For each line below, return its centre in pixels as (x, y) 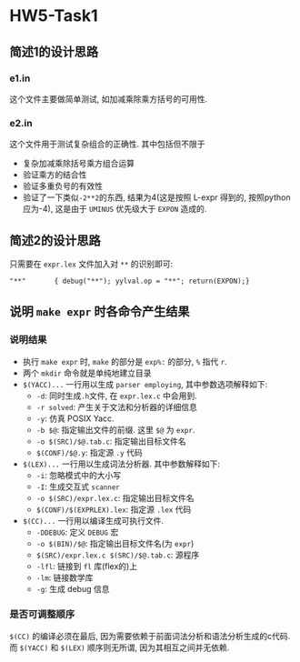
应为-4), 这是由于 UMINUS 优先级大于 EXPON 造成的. (115, 209)
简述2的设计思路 (55, 241)
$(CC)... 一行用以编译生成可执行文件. (93, 520)
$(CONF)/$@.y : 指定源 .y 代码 (89, 452)
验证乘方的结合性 (55, 175)
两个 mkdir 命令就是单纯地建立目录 (87, 373)
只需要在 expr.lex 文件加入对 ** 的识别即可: (91, 264)
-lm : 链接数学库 (65, 577)
